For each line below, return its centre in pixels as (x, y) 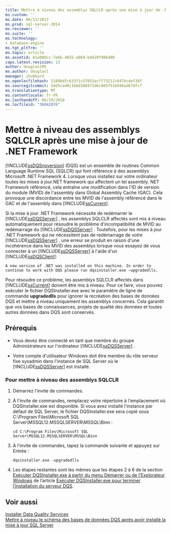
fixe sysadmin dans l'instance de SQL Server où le (65, 361)
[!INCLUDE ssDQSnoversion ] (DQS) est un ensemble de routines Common (82, 165)
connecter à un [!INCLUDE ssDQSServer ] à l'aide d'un (61, 251)
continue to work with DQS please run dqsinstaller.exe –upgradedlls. (82, 270)
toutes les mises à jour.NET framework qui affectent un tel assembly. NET (82, 182)
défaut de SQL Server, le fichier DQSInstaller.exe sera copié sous (81, 412)
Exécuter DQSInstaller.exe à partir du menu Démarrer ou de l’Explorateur (89, 475)
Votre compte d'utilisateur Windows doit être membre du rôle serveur (85, 356)
